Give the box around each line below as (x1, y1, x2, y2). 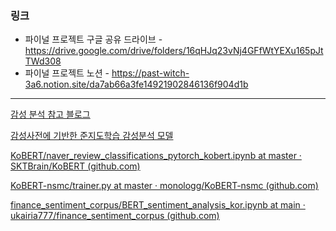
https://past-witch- (111, 67, 190, 79)
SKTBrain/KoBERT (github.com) (10, 160, 141, 172)
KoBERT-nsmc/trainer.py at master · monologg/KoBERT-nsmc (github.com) (10, 180, 319, 192)
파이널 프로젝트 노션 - (24, 67, 110, 79)
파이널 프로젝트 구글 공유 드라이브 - (24, 33, 163, 46)
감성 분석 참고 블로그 (10, 108, 91, 121)
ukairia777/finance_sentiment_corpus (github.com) (10, 210, 220, 222)
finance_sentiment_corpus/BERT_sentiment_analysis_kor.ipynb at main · (10, 199, 306, 211)
